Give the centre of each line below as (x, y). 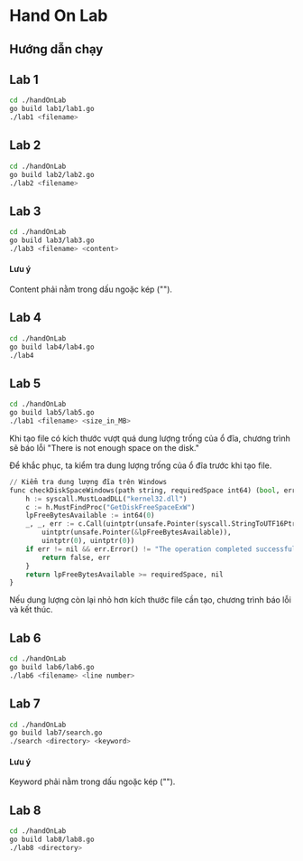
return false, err (76, 557)
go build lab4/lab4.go (52, 347)
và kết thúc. (31, 610)
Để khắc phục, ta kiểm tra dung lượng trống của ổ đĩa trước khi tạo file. (141, 465)
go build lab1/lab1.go (52, 109)
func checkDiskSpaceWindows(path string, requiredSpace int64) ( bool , (145, 490)
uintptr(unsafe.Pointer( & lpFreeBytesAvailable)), (137, 533)
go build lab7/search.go (56, 733)
